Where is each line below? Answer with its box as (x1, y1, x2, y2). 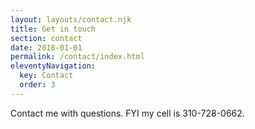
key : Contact (19, 71, 74, 81)
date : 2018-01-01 (10, 42, 83, 53)
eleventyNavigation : (10, 61, 97, 71)
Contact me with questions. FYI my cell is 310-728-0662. (10, 107, 245, 119)
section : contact (10, 33, 83, 43)
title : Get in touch (10, 24, 97, 34)
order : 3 (19, 80, 56, 90)
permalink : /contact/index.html (10, 52, 145, 62)
